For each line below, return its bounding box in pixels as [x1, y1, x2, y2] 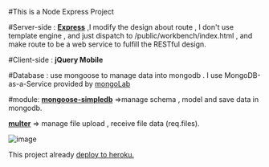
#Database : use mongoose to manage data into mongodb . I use [8, 71, 223, 79]
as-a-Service [8, 79, 52, 88]
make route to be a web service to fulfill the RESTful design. [8, 39, 206, 49]
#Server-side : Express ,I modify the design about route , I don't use [8, 22, 234, 31]
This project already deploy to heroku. [8, 150, 135, 159]
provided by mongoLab [53, 79, 131, 88]
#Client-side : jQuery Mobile [8, 55, 104, 64]
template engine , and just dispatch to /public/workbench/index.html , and [8, 31, 253, 40]
